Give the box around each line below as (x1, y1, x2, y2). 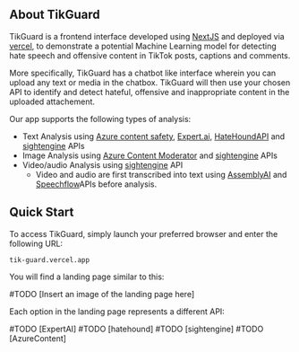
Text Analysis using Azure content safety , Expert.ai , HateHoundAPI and (21, 130, 286, 142)
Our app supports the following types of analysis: (9, 113, 192, 124)
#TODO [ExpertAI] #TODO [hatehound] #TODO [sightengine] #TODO (9, 323, 264, 334)
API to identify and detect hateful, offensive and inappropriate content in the (9, 86, 290, 97)
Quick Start (9, 205, 74, 220)
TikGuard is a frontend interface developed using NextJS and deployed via (9, 31, 285, 41)
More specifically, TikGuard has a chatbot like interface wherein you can (9, 67, 277, 78)
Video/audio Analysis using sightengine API (21, 159, 184, 170)
